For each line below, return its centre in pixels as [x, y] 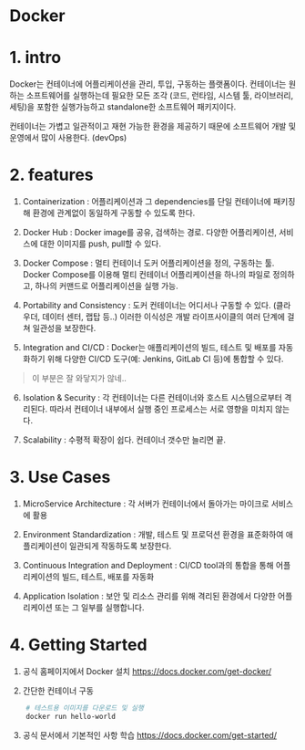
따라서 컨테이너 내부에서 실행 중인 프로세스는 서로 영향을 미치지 [161, 409]
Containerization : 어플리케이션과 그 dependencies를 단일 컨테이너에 [147, 202]
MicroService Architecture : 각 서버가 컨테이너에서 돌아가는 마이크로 [146, 504]
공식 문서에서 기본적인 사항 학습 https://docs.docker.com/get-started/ [150, 734]
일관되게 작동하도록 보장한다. [121, 546]
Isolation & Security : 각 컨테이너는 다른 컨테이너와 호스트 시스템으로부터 [152, 398]
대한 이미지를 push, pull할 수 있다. [101, 244]
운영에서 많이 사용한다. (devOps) [68, 138]
